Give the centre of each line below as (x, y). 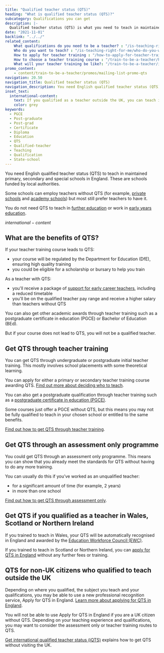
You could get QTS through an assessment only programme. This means (78, 456)
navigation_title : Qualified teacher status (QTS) (58, 82)
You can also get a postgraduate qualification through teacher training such (81, 395)
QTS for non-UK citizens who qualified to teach (78, 570)
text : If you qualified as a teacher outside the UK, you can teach (85, 101)
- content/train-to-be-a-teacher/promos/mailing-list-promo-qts (81, 73)
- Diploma (19, 132)
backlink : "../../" (25, 37)
